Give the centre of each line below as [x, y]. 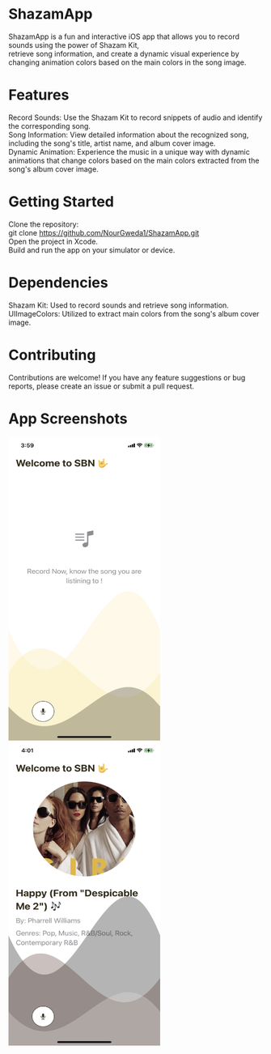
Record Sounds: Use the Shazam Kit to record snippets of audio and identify [135, 117]
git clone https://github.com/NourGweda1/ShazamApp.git [104, 232]
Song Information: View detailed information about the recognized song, [129, 134]
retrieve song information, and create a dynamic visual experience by [124, 53]
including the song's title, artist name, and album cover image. [112, 143]
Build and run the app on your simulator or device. [92, 250]
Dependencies [58, 283]
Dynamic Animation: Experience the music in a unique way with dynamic [129, 151]
